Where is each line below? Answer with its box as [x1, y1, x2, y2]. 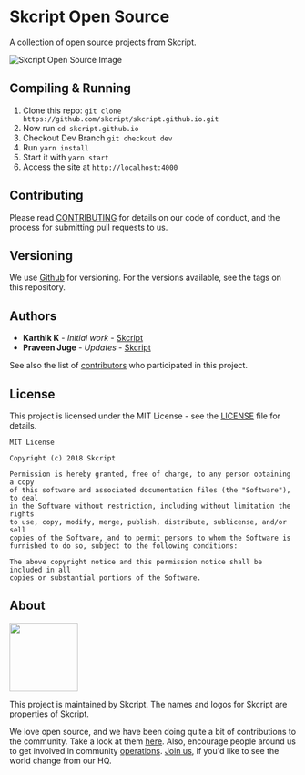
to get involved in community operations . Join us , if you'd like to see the [9, 745, 280, 756]
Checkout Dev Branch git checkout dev [22, 132, 173, 143]
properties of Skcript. [9, 708, 89, 719]
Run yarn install [22, 141, 89, 152]
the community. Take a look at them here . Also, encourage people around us [9, 736, 296, 747]
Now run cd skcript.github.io [22, 122, 139, 133]
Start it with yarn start [22, 151, 109, 162]
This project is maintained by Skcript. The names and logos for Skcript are [9, 698, 288, 709]
